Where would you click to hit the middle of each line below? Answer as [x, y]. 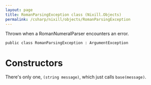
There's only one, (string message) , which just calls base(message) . [76, 77]
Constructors [34, 63]
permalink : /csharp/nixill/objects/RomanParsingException [68, 19]
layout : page [19, 10]
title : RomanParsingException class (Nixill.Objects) [64, 15]
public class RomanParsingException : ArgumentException [67, 43]
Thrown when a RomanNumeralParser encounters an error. [67, 34]
